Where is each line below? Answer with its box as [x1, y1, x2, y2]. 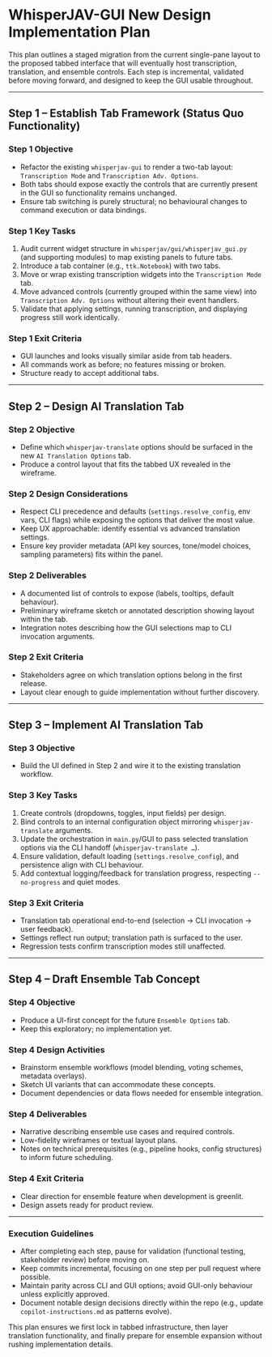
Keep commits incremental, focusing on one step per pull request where [19, 1263, 261, 1273]
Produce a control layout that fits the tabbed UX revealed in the [19, 459, 231, 469]
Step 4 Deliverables [8, 1108, 87, 1120]
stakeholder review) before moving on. [19, 1254, 150, 1265]
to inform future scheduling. [19, 1153, 113, 1163]
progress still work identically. [19, 312, 120, 322]
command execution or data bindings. [19, 205, 147, 215]
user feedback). [19, 924, 74, 934]
